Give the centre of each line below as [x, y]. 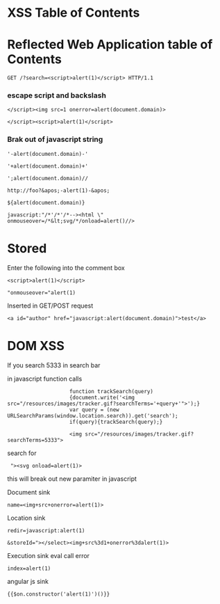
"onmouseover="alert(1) [42, 293]
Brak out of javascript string [55, 139]
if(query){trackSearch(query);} [116, 422]
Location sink [26, 518]
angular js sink [28, 581]
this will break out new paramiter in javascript [72, 479]
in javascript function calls [45, 379]
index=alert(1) [29, 569]
